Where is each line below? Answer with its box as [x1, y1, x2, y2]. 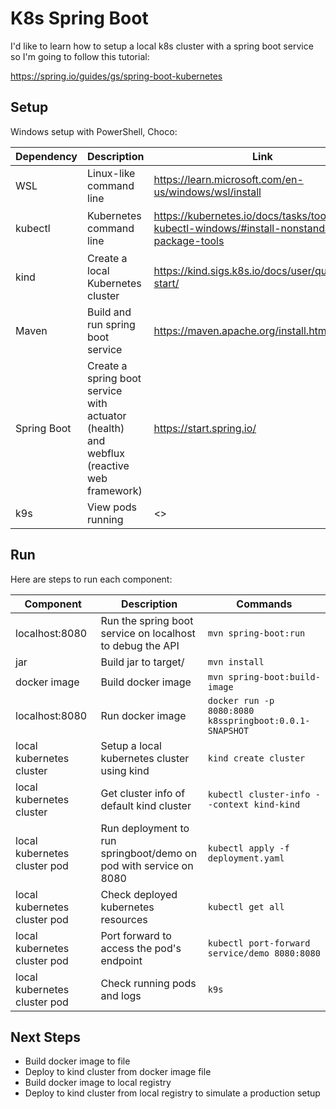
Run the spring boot [100, 613, 194, 627]
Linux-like [87, 166, 136, 180]
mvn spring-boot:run [207, 627, 306, 639]
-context [207, 798, 250, 810]
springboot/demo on [100, 846, 198, 860]
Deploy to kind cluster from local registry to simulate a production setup [24, 1087, 321, 1099]
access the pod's [100, 941, 182, 955]
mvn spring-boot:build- [207, 671, 321, 682]
